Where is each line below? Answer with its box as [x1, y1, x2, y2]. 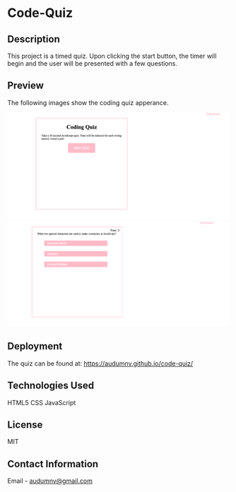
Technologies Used [7, 380, 94, 392]
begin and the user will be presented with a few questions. [7, 59, 178, 68]
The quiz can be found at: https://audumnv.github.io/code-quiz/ [7, 359, 194, 368]
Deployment [7, 340, 63, 352]
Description [7, 33, 60, 45]
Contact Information [7, 457, 99, 470]
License [7, 419, 43, 431]
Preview [7, 80, 45, 92]
